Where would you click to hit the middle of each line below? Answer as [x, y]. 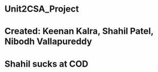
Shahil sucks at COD [46, 64]
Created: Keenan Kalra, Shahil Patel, [79, 31]
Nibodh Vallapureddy [48, 42]
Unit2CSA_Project [42, 9]
